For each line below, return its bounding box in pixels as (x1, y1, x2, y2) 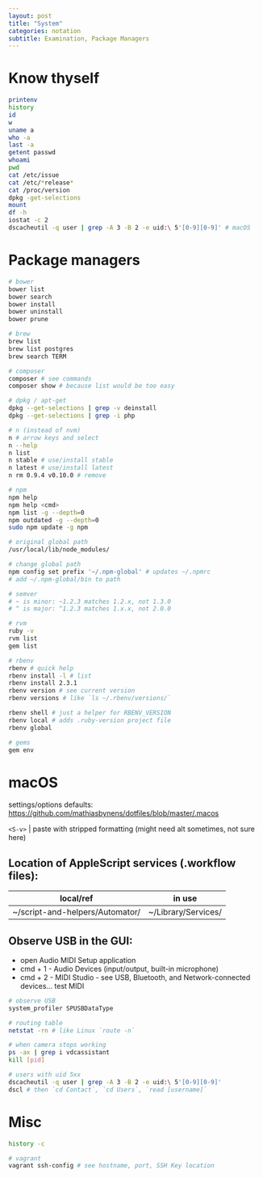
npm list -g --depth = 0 (8, 509, 85, 517)
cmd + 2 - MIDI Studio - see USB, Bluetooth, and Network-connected (19, 972, 251, 982)
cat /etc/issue (8, 171, 60, 179)
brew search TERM (8, 353, 67, 361)
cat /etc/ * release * (8, 179, 74, 187)
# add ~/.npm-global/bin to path (8, 575, 121, 583)
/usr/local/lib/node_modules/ (8, 546, 111, 554)
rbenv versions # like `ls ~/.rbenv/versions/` (8, 695, 172, 703)
